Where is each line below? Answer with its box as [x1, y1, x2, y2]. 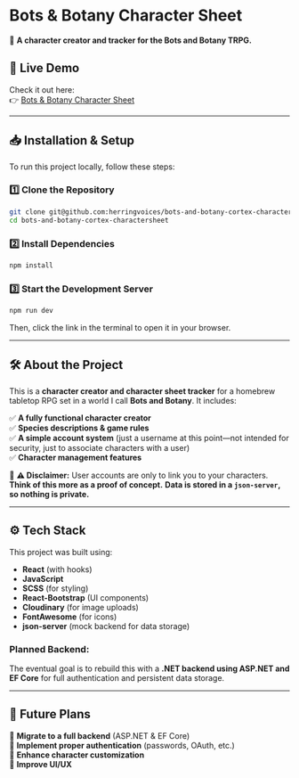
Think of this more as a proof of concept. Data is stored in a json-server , [9, 479, 281, 490]
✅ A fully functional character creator [9, 412, 151, 423]
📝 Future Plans [9, 707, 92, 722]
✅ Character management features [9, 452, 142, 463]
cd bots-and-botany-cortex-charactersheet [9, 216, 169, 225]
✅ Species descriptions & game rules [9, 422, 149, 433]
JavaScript [21, 573, 64, 584]
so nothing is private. [9, 488, 90, 499]
